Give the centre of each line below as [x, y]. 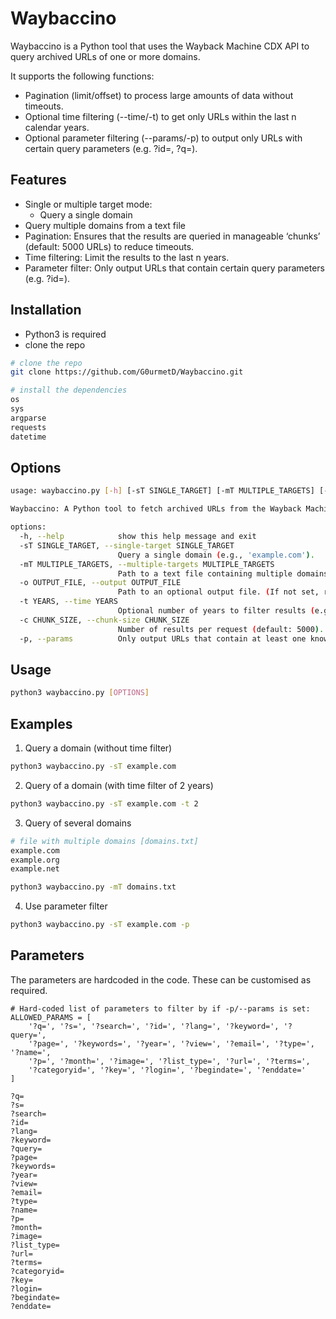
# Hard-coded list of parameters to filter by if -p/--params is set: [160, 1008]
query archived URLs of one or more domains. [105, 56]
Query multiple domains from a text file [105, 225]
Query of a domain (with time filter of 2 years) [119, 785]
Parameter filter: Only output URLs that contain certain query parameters [174, 268]
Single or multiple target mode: [88, 204]
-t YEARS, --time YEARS [68, 602]
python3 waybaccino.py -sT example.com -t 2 [104, 803]
